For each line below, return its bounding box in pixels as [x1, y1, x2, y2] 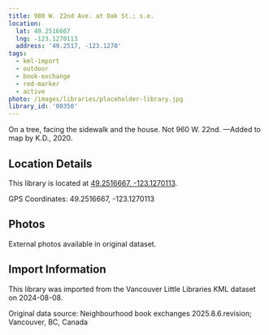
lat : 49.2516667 [15, 27, 71, 35]
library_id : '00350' [8, 102, 79, 110]
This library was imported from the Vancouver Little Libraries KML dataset [8, 284, 256, 294]
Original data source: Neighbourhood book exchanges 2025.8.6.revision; [8, 308, 252, 318]
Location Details [8, 157, 93, 170]
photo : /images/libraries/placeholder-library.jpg [8, 95, 184, 103]
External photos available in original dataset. [8, 238, 157, 248]
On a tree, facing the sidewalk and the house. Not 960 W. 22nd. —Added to [8, 125, 262, 135]
